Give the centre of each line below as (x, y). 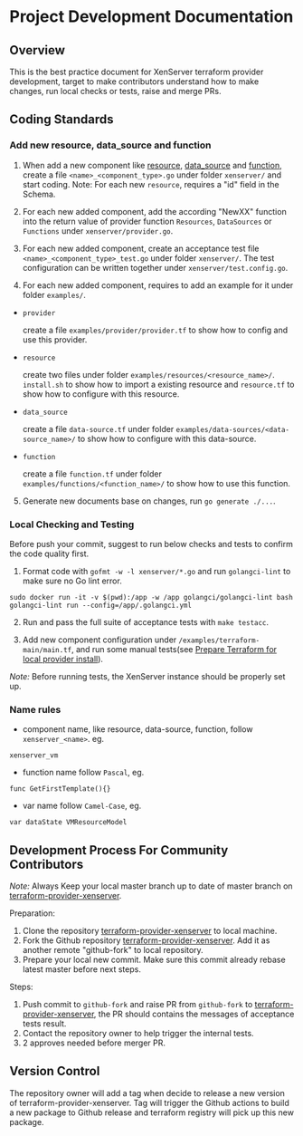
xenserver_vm (34, 756)
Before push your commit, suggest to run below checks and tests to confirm (151, 544)
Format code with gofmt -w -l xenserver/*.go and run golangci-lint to (156, 571)
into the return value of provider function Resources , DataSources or (147, 221)
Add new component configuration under (99, 640)
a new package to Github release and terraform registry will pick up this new (151, 1112)
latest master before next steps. (82, 969)
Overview (38, 50)
